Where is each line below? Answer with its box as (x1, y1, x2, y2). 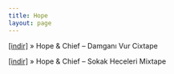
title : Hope (8, 11, 48, 20)
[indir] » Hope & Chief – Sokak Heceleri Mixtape (8, 56, 167, 66)
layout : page (8, 19, 52, 27)
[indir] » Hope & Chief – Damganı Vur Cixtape (8, 41, 158, 50)
